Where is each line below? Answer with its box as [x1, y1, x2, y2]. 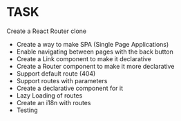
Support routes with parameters [16, 76, 108, 85]
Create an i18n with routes [16, 98, 91, 107]
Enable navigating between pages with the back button [16, 47, 174, 56]
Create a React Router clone [6, 27, 87, 35]
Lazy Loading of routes [16, 91, 83, 100]
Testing [16, 106, 39, 114]
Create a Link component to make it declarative [16, 54, 151, 63]
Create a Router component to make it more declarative [16, 62, 175, 70]
